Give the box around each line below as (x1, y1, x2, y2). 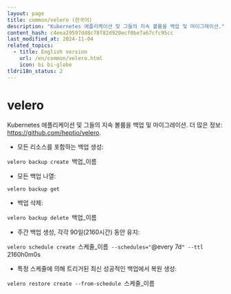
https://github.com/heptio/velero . (7, 129, 102, 137)
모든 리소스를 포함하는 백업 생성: (16, 143, 104, 151)
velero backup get (7, 186, 60, 193)
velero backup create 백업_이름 (7, 158, 98, 166)
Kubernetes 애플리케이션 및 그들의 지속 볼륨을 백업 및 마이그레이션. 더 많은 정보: (7, 121, 223, 129)
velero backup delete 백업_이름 (7, 213, 98, 222)
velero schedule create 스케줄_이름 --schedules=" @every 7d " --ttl (7, 242, 204, 251)
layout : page (7, 10, 45, 17)
